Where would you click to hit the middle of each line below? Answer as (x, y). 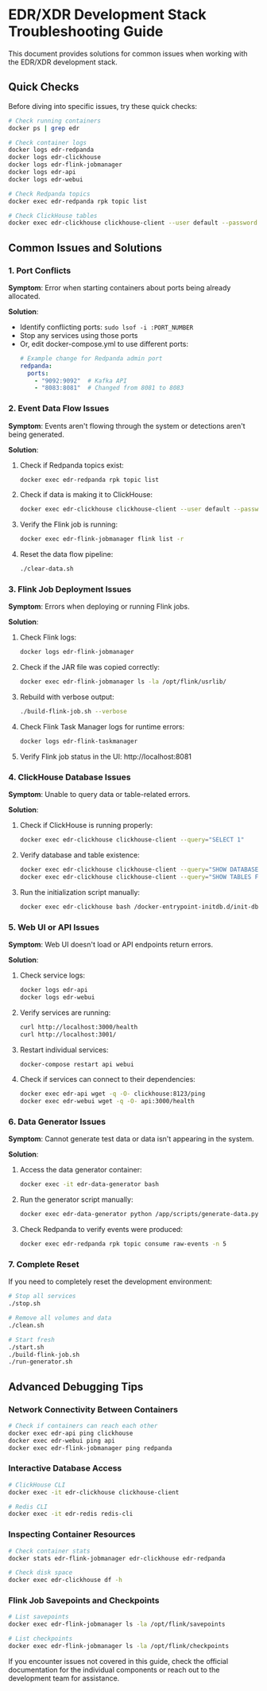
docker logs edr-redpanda (51, 150)
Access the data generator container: (81, 1170)
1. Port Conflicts (40, 270)
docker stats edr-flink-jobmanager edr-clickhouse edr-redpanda (117, 1558)
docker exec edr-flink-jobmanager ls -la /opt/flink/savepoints (117, 1624)
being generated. (37, 434)
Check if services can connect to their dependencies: (108, 1079)
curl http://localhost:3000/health (79, 1027)
